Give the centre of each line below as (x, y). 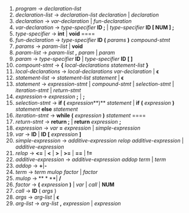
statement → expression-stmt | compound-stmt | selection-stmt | (94, 84)
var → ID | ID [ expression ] (48, 134)
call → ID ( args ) (36, 191)
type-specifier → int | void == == (55, 34)
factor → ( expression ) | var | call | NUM (65, 185)
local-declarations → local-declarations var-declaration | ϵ (87, 71)
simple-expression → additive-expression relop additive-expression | (99, 141)
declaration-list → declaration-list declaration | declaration (87, 15)
